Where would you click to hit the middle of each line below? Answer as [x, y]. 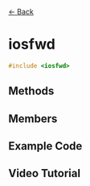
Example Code [45, 146]
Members [33, 118]
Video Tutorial [45, 173]
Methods [31, 91]
